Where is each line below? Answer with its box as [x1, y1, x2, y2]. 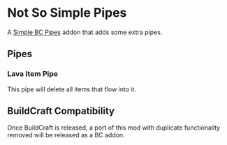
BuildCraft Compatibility [7, 105, 115, 117]
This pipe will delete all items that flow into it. [7, 85, 137, 93]
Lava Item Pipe [7, 69, 58, 79]
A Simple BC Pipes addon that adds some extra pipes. [7, 28, 163, 36]
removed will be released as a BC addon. [7, 131, 125, 139]
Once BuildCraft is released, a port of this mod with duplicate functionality [7, 123, 221, 132]
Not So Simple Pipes [7, 5, 127, 21]
